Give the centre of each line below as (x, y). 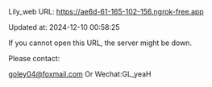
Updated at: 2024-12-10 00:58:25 (64, 27)
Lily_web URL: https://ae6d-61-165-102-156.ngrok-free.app (106, 12)
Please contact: (34, 58)
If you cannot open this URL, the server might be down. (100, 43)
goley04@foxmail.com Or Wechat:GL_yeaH (80, 74)
